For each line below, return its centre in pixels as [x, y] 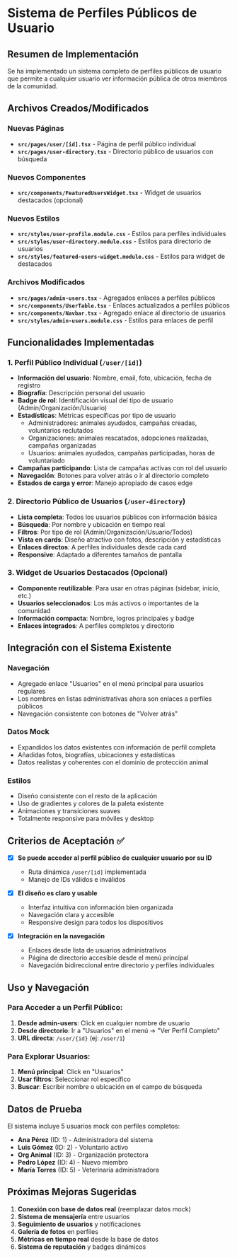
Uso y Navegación [48, 988]
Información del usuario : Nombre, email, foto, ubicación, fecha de [115, 378]
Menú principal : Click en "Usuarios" [70, 1072]
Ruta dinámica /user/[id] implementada [87, 872]
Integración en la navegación [61, 936]
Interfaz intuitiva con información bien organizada [100, 907]
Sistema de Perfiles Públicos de [102, 13]
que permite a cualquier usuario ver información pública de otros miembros [117, 78]
